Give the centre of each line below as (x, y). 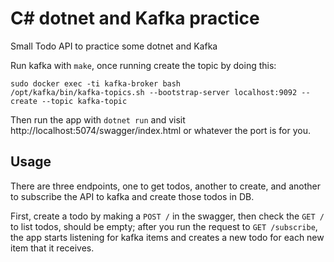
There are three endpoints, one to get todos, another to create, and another (165, 186)
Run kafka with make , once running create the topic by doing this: (143, 65)
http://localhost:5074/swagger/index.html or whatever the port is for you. (160, 130)
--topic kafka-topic (84, 101)
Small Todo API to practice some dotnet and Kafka (114, 46)
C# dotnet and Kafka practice (135, 18)
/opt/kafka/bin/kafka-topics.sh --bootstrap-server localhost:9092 (154, 92)
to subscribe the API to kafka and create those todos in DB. (132, 196)
